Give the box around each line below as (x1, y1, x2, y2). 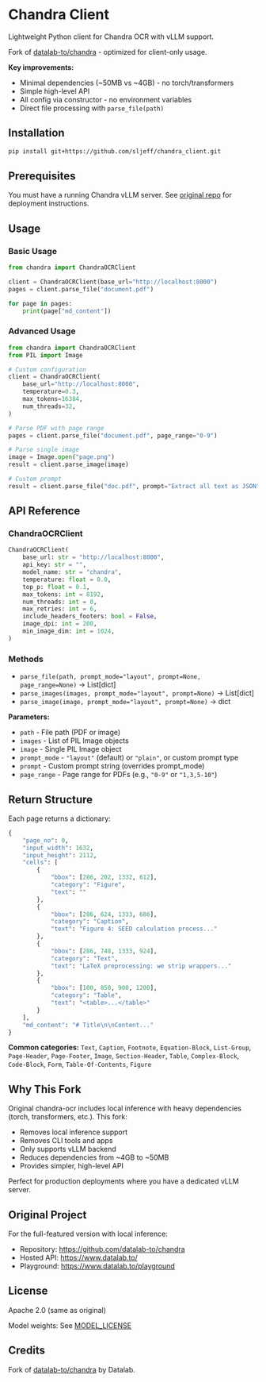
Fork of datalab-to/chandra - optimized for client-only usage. (8, 47, 207, 56)
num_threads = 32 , (22, 402, 77, 410)
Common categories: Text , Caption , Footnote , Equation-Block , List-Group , (8, 1042, 252, 1053)
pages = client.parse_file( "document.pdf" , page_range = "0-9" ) (8, 431, 218, 440)
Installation (8, 126, 65, 140)
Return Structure (8, 792, 93, 806)
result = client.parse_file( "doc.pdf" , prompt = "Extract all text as (8, 482, 239, 490)
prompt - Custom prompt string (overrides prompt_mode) (19, 761, 205, 771)
